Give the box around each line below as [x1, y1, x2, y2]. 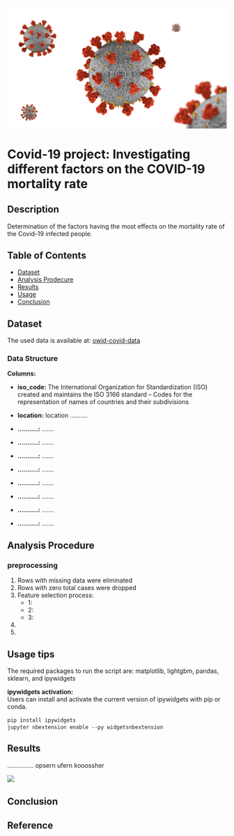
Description [7, 203, 59, 215]
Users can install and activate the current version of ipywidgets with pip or [7, 695, 221, 703]
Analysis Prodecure [17, 275, 74, 284]
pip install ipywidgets [7, 716, 77, 724]
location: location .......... [17, 411, 88, 419]
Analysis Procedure [7, 539, 95, 551]
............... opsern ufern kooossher [7, 761, 104, 769]
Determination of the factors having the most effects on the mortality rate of [7, 222, 225, 231]
